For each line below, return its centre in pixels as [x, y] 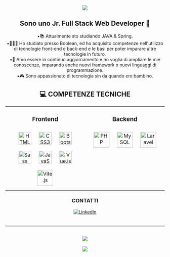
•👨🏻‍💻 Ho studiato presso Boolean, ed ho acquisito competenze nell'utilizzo [85, 43]
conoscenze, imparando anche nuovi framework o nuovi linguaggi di [85, 65]
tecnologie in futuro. [85, 54]
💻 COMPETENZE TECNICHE [85, 94]
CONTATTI [85, 201]
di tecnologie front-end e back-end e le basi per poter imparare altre [85, 49]
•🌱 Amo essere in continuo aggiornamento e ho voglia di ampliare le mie [85, 59]
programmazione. [85, 70]
